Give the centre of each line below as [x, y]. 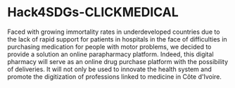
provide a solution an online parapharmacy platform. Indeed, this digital [110, 54]
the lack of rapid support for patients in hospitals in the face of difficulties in [117, 39]
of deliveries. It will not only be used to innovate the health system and [110, 69]
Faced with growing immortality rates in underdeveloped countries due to [114, 32]
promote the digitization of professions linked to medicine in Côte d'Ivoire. [114, 76]
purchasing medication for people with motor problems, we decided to [109, 46]
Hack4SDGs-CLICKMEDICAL [93, 12]
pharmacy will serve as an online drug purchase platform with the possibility [118, 61]
